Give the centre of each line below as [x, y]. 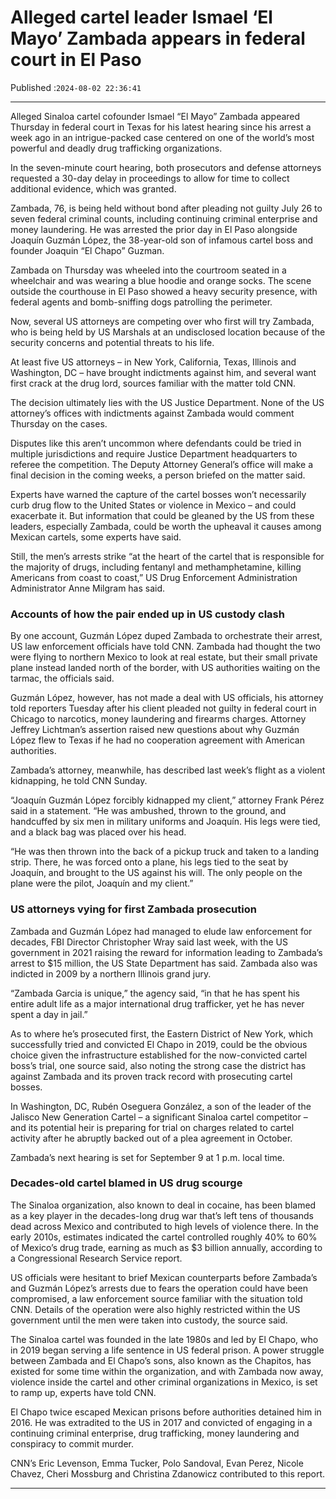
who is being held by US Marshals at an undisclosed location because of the [168, 332]
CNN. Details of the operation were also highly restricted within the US [155, 1309]
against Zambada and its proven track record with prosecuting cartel [151, 1076]
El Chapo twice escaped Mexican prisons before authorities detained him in [166, 1412]
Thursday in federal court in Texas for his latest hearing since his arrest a [161, 127]
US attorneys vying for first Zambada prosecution [133, 909]
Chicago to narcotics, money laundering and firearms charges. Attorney [158, 719]
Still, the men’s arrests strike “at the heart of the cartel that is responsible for [167, 556]
